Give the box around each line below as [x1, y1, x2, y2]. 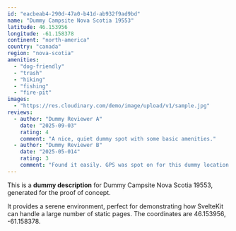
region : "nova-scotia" [7, 50, 74, 57]
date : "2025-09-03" [20, 122, 78, 129]
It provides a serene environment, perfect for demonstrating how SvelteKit [7, 202, 224, 211]
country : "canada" [7, 43, 61, 50]
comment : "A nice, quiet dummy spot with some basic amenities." [20, 135, 217, 142]
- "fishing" [13, 83, 49, 90]
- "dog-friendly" [13, 63, 65, 70]
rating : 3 [20, 155, 49, 162]
